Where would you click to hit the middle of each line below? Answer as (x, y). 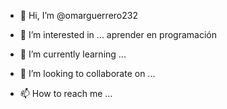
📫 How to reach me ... (66, 93)
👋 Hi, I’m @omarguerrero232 (78, 15)
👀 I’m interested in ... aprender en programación (118, 34)
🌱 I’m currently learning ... (73, 54)
